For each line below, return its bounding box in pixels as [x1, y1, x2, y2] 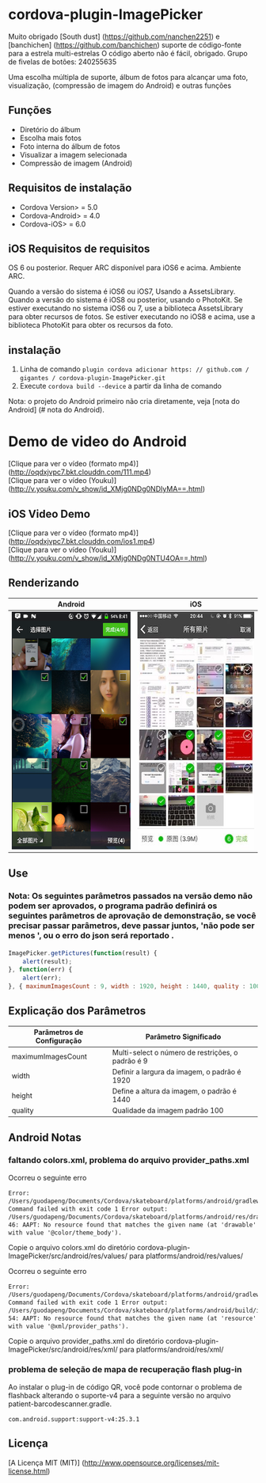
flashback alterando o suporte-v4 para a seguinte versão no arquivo [8, 1390, 231, 1400]
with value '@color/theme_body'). [8, 1229, 123, 1237]
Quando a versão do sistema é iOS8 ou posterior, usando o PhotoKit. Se [8, 295, 243, 305]
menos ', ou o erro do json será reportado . [8, 930, 174, 941]
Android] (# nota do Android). [8, 405, 104, 415]
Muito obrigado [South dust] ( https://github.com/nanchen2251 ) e [8, 32, 220, 41]
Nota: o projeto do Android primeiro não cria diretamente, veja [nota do [8, 397, 240, 406]
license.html [8, 1466, 48, 1476]
